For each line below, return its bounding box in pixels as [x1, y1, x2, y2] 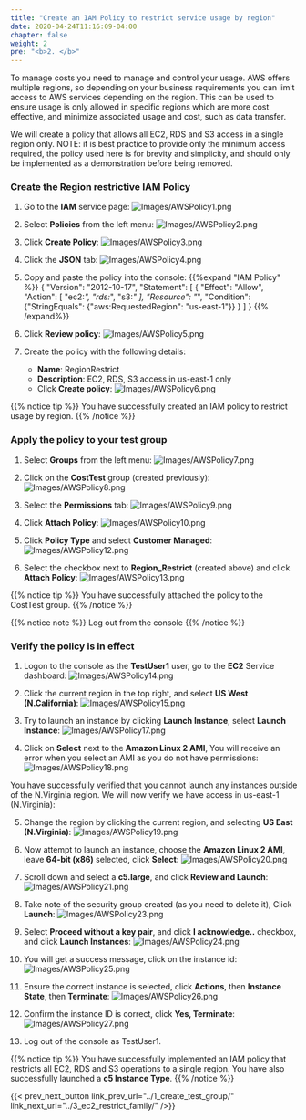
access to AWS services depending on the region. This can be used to [10, 92, 274, 103]
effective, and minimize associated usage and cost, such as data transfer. [10, 111, 286, 122]
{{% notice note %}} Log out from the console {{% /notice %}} [10, 617, 246, 628]
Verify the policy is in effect [10, 640, 135, 653]
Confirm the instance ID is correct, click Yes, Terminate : [23, 1009, 236, 1020]
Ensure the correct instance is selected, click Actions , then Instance [23, 981, 281, 992]
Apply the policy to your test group [10, 434, 168, 446]
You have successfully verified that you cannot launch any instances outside [10, 780, 298, 790]
